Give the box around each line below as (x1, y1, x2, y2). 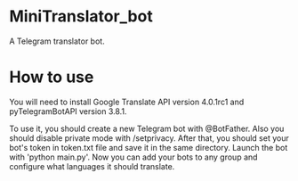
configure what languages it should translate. (9, 160, 175, 171)
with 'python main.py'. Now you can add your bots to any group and (9, 152, 258, 162)
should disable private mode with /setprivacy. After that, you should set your (9, 132, 289, 144)
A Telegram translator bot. (9, 36, 105, 46)
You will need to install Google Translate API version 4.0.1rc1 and (9, 96, 245, 107)
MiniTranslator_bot (9, 6, 153, 27)
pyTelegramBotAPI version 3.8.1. (9, 105, 127, 117)
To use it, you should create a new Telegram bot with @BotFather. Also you (9, 123, 285, 134)
